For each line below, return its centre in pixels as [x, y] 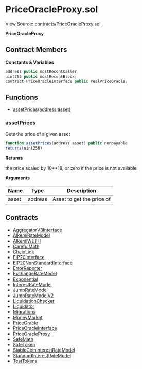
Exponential [25, 279]
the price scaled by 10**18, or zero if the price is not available [71, 168]
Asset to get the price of [82, 199]
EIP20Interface [29, 257]
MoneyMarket [28, 318]
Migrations [24, 312]
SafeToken [24, 345]
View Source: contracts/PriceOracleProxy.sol [53, 24]
